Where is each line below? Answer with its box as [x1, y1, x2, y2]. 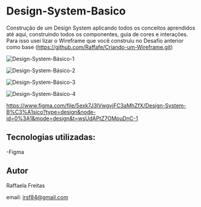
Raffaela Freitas [6, 182, 45, 189]
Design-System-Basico [6, 4, 126, 18]
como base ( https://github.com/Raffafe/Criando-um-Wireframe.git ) [6, 43, 173, 51]
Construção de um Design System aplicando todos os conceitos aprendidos [6, 24, 196, 31]
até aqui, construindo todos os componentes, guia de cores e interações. [6, 30, 188, 37]
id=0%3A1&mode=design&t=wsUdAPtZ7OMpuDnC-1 [6, 115, 138, 122]
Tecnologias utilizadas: [6, 132, 95, 142]
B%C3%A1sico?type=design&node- [6, 108, 96, 115]
